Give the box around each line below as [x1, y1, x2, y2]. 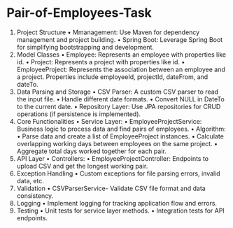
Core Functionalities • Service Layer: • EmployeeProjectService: [16, 117, 202, 125]
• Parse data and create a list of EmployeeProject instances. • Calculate [16, 131, 225, 141]
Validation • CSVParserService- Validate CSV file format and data [16, 184, 206, 192]
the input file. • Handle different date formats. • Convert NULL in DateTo [16, 94, 225, 103]
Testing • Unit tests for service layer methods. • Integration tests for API [16, 206, 225, 215]
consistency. [16, 191, 54, 200]
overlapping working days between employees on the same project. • [16, 139, 218, 148]
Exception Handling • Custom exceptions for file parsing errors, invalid [16, 169, 221, 178]
